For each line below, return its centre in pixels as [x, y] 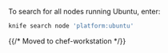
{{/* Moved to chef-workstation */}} [67, 41]
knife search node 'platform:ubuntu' [71, 26]
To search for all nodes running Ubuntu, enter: [84, 11]
